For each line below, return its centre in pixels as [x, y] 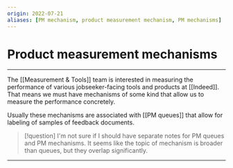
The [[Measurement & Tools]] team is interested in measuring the [100, 80]
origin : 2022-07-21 [35, 13]
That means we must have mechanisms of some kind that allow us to [106, 95]
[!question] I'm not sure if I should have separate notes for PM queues [124, 136]
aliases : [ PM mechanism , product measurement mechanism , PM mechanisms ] [114, 20]
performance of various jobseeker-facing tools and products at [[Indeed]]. [113, 87]
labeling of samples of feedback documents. [71, 122]
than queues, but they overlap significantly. [86, 151]
